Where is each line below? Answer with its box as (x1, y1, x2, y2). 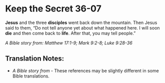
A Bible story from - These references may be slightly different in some (12, 67, 159, 73)
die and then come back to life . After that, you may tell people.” (5, 30, 136, 36)
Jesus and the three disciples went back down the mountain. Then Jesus (5, 19, 157, 25)
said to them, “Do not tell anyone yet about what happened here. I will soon (5, 24, 160, 30)
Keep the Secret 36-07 (5, 3, 101, 14)
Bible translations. (12, 73, 50, 79)
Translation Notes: (5, 54, 64, 63)
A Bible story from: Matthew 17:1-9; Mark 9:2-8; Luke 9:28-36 (5, 39, 132, 45)
